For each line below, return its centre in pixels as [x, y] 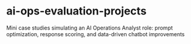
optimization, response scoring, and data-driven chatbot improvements [95, 34]
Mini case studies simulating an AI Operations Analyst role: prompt [90, 28]
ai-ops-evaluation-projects [77, 11]
